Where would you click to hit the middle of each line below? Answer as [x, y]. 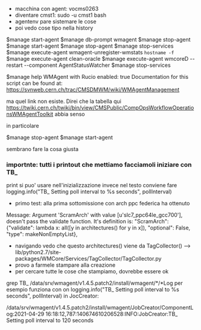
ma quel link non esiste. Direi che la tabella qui [64, 101]
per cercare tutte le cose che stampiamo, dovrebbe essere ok [92, 272]
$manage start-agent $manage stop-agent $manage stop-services [90, 46]
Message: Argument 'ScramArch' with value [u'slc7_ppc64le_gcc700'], [94, 215]
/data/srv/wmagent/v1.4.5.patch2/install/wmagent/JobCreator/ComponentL [100, 308]
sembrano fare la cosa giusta [43, 149]
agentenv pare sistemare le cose [56, 21]
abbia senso [70, 114]
